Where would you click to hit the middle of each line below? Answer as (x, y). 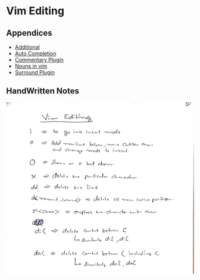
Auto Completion (35, 54)
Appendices (29, 33)
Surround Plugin (35, 72)
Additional (27, 47)
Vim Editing (35, 11)
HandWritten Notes (43, 91)
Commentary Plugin (39, 60)
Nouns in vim (31, 66)
